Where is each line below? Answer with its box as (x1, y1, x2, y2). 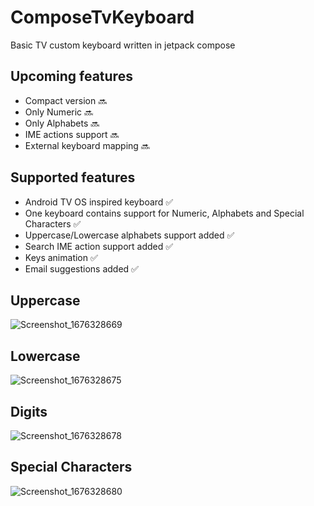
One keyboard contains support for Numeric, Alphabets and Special (24, 207, 305, 219)
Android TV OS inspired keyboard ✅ (24, 196, 174, 208)
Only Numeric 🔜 (24, 106, 94, 118)
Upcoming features (10, 68, 133, 85)
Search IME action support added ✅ (24, 240, 174, 252)
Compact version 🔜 (24, 94, 108, 106)
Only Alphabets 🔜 (24, 117, 100, 129)
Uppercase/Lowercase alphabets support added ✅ (24, 229, 235, 241)
